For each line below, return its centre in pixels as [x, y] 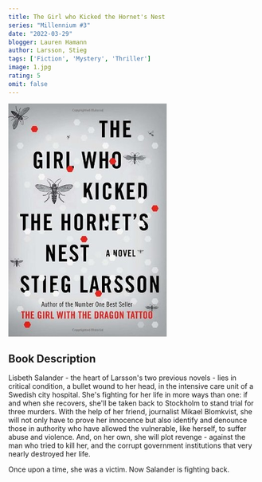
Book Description [52, 359]
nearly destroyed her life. [49, 454]
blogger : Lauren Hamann [48, 42]
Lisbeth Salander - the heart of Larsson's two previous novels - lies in [123, 378]
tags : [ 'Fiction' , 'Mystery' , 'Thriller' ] [80, 59]
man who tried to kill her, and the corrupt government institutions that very [130, 445]
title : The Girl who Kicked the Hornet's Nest [87, 17]
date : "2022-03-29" [41, 33]
